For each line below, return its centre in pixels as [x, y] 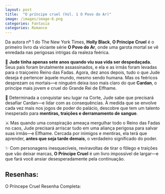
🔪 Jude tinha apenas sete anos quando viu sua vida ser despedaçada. [78, 62]
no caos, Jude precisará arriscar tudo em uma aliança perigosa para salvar [82, 128]
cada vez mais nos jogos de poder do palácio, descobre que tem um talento [82, 108]
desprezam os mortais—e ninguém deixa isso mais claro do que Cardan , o [81, 83]
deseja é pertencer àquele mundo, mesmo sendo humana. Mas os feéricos [82, 78]
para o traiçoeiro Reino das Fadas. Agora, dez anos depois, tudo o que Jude [82, 72]
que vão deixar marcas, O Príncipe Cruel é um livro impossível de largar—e [82, 154]
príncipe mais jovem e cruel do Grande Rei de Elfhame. [61, 88]
